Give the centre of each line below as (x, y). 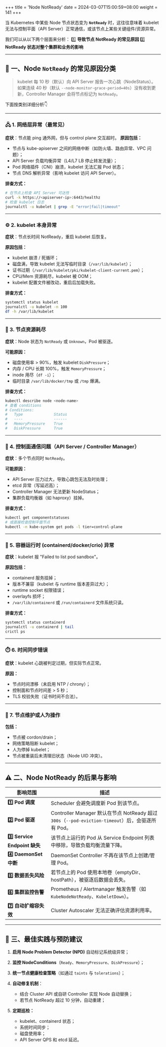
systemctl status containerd (35, 622)
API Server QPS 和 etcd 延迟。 (51, 1040)
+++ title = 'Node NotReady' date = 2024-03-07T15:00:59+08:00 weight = (82, 7)
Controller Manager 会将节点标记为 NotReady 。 (73, 94)
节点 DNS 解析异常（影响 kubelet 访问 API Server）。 (65, 173)
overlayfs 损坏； (29, 596)
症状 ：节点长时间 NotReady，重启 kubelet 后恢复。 (57, 236)
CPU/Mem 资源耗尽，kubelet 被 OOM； (52, 276)
